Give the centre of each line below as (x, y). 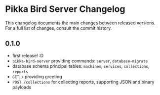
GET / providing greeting (37, 76)
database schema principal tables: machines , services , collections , (81, 66)
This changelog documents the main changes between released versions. (80, 23)
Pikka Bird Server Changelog (65, 9)
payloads (21, 87)
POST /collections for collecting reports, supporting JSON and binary (83, 82)
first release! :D (28, 55)
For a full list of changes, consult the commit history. (59, 28)
